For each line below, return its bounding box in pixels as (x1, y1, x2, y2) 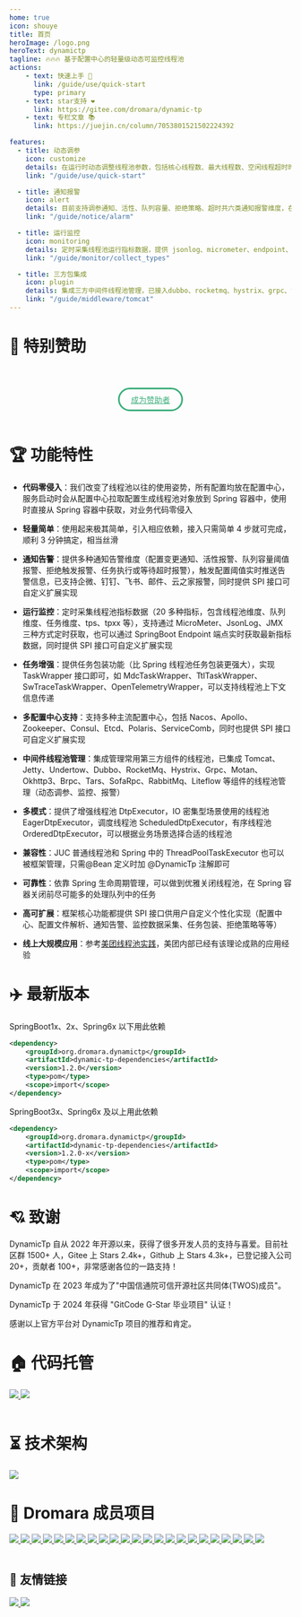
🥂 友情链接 (9, 1572, 67, 1587)
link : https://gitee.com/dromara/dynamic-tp (32, 105, 202, 114)
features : (9, 138, 47, 147)
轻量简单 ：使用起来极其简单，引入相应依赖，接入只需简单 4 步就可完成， (21, 523, 291, 534)
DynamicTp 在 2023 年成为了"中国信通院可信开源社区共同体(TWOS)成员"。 (9, 1280, 287, 1291)
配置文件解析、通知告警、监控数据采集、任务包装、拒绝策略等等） (38, 918, 282, 929)
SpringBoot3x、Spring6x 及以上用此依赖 (9, 1106, 159, 1117)
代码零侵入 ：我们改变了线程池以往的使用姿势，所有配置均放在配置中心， (21, 482, 289, 492)
